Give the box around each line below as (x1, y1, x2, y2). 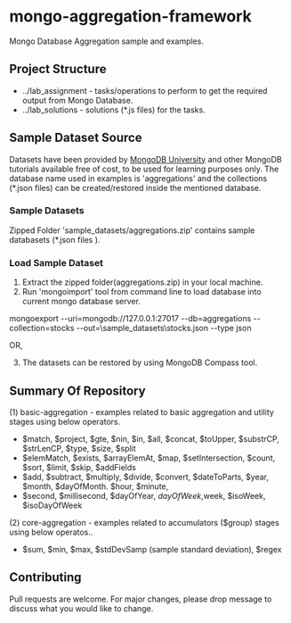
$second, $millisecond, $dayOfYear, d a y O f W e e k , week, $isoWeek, (21, 490, 266, 501)
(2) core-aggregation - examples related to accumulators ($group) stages (9, 517, 280, 527)
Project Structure (9, 62, 107, 77)
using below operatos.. (9, 527, 93, 537)
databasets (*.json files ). (9, 234, 101, 245)
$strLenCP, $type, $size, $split (21, 443, 136, 453)
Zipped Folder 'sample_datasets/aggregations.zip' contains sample (9, 225, 255, 236)
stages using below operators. (9, 416, 121, 427)
